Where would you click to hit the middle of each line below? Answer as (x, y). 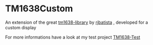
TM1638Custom (39, 9)
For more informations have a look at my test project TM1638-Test (73, 37)
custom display (21, 27)
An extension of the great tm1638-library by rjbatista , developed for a (76, 22)
